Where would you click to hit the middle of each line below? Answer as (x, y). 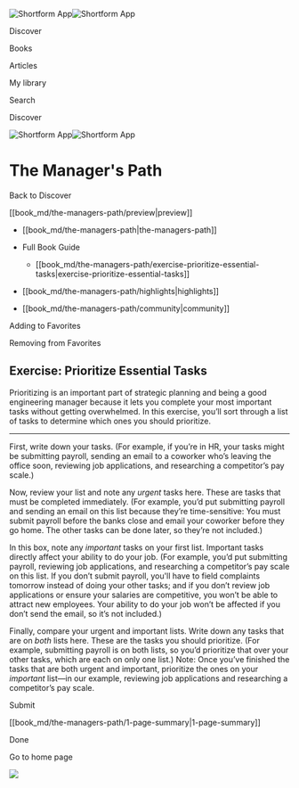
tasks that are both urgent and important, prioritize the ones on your (134, 669)
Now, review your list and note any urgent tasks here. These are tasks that (145, 492)
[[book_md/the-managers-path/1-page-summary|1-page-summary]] (135, 722)
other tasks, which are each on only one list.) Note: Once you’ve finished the (149, 659)
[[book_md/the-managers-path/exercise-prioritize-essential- (147, 264)
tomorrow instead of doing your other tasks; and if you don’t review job (140, 585)
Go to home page (41, 757)
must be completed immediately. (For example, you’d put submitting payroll (147, 501)
